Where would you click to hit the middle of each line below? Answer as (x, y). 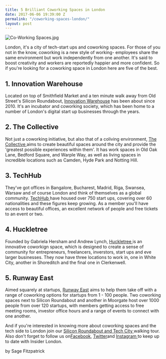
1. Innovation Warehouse (44, 84)
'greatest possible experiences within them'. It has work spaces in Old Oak (81, 150)
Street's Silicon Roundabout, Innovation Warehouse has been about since (80, 101)
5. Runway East (29, 278)
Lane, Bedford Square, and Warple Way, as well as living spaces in (73, 154)
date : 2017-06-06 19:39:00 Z (35, 14)
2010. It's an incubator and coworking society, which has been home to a (80, 106)
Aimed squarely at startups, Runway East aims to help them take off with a (81, 290)
